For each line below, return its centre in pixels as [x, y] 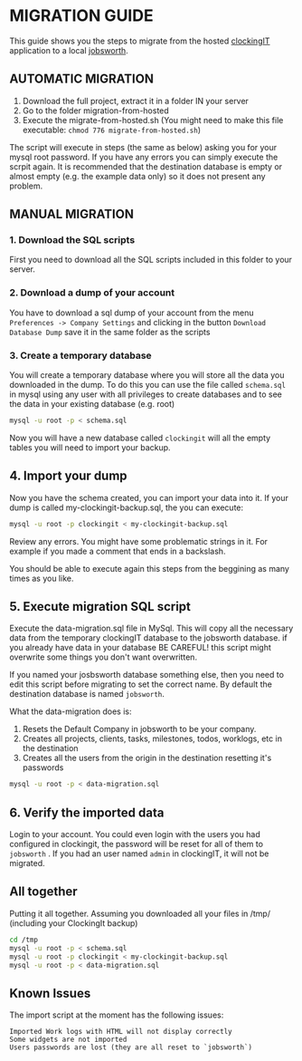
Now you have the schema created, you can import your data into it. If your [149, 497]
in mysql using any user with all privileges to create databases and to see [146, 394]
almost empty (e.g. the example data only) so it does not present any [137, 176]
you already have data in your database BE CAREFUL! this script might [140, 648]
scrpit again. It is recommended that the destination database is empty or [146, 166]
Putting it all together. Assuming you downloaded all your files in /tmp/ [140, 913]
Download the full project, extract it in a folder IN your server [135, 101]
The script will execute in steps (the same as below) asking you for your [143, 147]
